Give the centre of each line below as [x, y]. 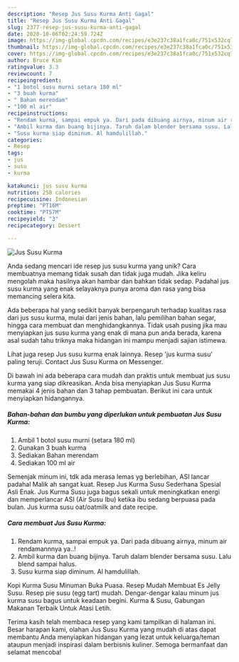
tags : [15, 153]
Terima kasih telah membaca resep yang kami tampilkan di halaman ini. [112, 621]
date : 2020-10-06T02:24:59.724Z [55, 34]
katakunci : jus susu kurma [47, 186]
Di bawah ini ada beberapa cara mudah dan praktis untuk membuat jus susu [119, 376]
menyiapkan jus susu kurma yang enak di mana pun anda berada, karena [115, 333]
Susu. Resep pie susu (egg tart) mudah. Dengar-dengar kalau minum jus [113, 593]
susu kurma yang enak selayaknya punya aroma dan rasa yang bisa [107, 289]
